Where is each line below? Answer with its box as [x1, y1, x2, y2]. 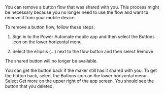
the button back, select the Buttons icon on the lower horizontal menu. [5, 73, 148, 78]
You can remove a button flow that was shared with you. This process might [5, 4, 159, 10]
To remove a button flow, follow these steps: [5, 24, 95, 30]
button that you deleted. [5, 83, 54, 89]
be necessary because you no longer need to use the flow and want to [5, 9, 149, 15]
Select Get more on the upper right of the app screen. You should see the [5, 78, 154, 84]
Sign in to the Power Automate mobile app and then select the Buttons [12, 34, 155, 39]
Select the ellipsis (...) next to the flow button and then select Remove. [12, 49, 155, 54]
